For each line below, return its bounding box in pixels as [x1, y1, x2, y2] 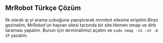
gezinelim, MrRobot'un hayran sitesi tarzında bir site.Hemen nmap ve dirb [5, 22, 156, 28]
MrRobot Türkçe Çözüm [5, 4, 81, 12]
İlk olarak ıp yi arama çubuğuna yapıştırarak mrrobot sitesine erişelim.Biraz [5, 17, 159, 22]
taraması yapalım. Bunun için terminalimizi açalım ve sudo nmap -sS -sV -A [5, 27, 159, 33]
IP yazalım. [5, 32, 28, 38]
